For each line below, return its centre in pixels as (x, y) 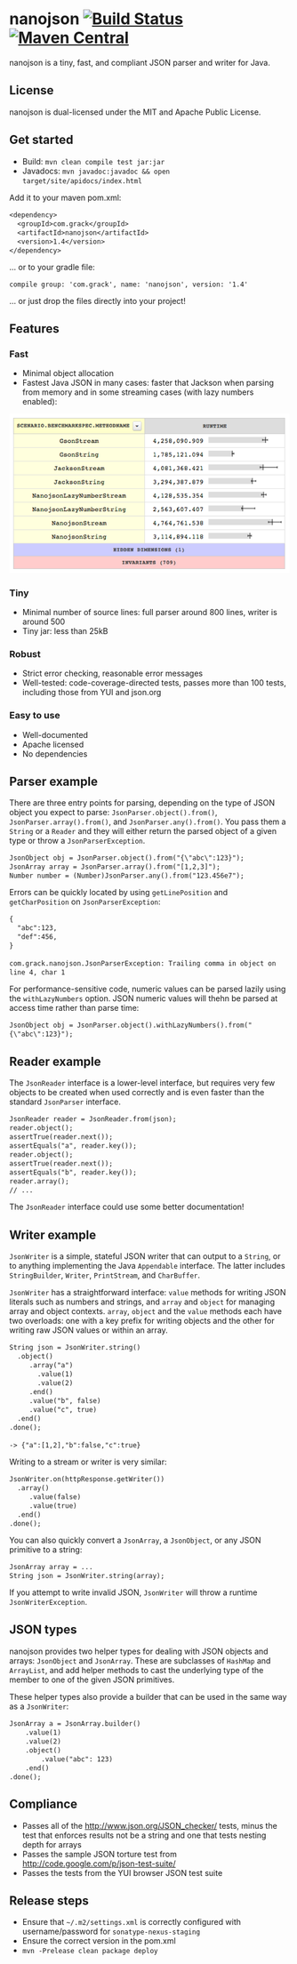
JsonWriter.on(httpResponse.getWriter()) (87, 1479)
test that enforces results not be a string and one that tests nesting (144, 1835)
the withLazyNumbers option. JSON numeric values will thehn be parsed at (144, 998)
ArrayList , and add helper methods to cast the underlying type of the (136, 1670)
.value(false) (55, 1497)
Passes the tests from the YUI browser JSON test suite (122, 1872)
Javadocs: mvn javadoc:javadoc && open (96, 171)
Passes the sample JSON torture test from (100, 1854)
